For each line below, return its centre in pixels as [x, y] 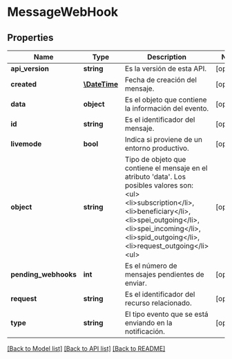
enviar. [136, 283]
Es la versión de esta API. [166, 68]
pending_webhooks [44, 274]
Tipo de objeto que [155, 159]
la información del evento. [167, 108]
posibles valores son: [159, 185]
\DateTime [101, 84]
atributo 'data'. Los [155, 177]
